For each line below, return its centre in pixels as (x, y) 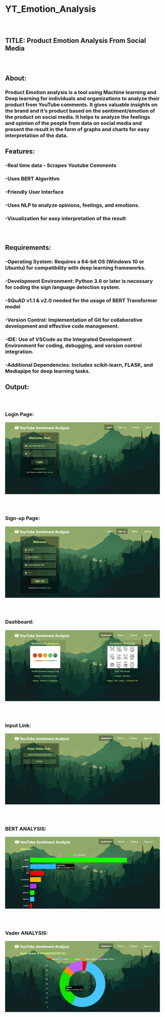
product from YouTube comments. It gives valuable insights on (82, 105)
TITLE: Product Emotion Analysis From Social (76, 40)
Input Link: (18, 725)
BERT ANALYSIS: (26, 829)
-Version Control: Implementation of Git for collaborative (74, 320)
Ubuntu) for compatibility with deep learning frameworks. (75, 267)
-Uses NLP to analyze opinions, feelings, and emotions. (72, 205)
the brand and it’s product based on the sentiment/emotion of (80, 111)
